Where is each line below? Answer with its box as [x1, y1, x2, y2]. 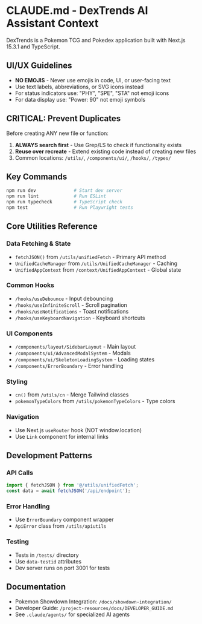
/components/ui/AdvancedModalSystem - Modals [14, 349, 131, 357]
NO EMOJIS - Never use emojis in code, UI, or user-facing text [14, 76, 171, 84]
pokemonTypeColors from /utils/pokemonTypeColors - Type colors [14, 398, 175, 405]
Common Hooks [6, 281, 55, 289]
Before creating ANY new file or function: [6, 130, 109, 137]
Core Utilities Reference [6, 222, 98, 232]
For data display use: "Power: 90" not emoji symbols [14, 96, 146, 103]
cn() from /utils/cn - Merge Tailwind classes [14, 391, 129, 398]
